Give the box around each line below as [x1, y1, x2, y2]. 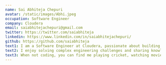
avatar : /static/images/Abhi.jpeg [5, 12, 77, 17]
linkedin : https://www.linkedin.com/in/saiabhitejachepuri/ [5, 35, 132, 40]
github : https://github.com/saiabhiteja [5, 39, 90, 44]
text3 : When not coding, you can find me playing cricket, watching [5, 52, 149, 58]
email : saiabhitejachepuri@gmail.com [5, 25, 83, 30]
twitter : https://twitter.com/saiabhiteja [5, 30, 94, 35]
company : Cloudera [5, 21, 43, 26]
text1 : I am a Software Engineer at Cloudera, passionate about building [5, 43, 161, 48]
